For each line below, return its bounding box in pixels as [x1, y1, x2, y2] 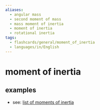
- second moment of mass [9, 16, 61, 21]
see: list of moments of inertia [12, 99, 74, 105]
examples [5, 86, 36, 94]
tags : [5, 35, 16, 40]
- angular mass [9, 12, 41, 17]
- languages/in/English [9, 44, 59, 49]
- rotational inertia [9, 30, 55, 35]
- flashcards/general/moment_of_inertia [9, 40, 95, 45]
